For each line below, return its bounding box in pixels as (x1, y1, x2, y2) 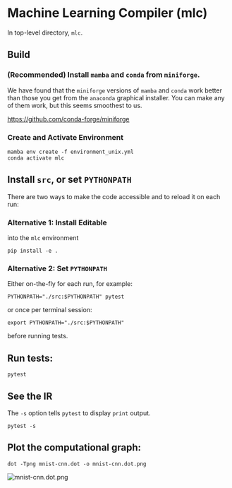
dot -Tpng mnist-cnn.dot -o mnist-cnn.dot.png (7, 460, 147, 468)
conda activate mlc (7, 154, 65, 162)
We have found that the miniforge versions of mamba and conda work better (7, 86, 222, 95)
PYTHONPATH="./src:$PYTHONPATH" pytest (7, 293, 125, 301)
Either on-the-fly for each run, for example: (7, 280, 133, 288)
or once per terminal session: (7, 306, 92, 314)
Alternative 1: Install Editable (7, 218, 107, 227)
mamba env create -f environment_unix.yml (7, 148, 134, 155)
